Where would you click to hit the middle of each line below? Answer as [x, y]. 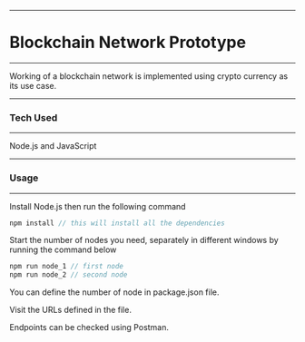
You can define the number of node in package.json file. [114, 292]
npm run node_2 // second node [69, 275]
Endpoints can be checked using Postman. [89, 327]
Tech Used [34, 117]
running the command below [63, 249]
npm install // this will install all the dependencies [117, 223]
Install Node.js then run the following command [98, 206]
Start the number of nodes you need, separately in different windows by [144, 240]
